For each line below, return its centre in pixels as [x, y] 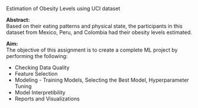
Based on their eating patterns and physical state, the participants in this [95, 26]
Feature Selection [36, 74]
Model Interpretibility [40, 92]
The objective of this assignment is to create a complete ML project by [92, 50]
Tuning [23, 86]
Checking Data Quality [42, 67]
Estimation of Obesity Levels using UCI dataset [63, 9]
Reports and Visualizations [47, 99]
